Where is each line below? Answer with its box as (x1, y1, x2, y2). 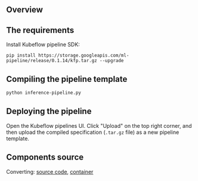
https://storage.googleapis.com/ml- (38, 53, 129, 59)
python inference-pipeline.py (6, 90, 82, 96)
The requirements (6, 25, 75, 35)
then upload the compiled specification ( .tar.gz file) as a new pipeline (6, 128, 180, 136)
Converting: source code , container (6, 168, 94, 175)
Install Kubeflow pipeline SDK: (6, 41, 81, 48)
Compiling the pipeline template (6, 74, 128, 84)
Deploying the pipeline (6, 106, 92, 116)
